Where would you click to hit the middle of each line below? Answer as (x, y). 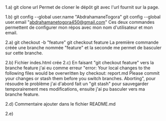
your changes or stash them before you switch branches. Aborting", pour (80, 78)
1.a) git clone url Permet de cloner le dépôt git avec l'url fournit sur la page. (82, 7)
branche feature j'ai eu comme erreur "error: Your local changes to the (78, 68)
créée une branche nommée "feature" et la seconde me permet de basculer (83, 48)
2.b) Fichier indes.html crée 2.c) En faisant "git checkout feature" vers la (79, 62)
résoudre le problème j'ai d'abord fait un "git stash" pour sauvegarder (77, 84)
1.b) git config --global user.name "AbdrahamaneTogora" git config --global (83, 17)
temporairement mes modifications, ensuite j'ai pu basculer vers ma (75, 89)
